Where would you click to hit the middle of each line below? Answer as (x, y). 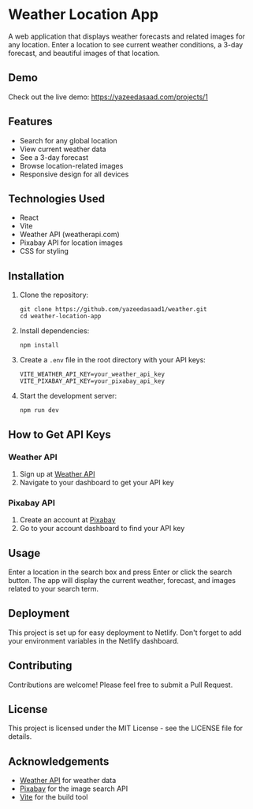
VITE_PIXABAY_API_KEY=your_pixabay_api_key (92, 381)
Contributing (40, 666)
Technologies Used (56, 199)
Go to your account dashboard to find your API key (102, 529)
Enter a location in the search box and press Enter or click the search (120, 572)
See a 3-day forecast (54, 157)
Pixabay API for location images (71, 243)
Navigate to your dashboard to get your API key (97, 482)
